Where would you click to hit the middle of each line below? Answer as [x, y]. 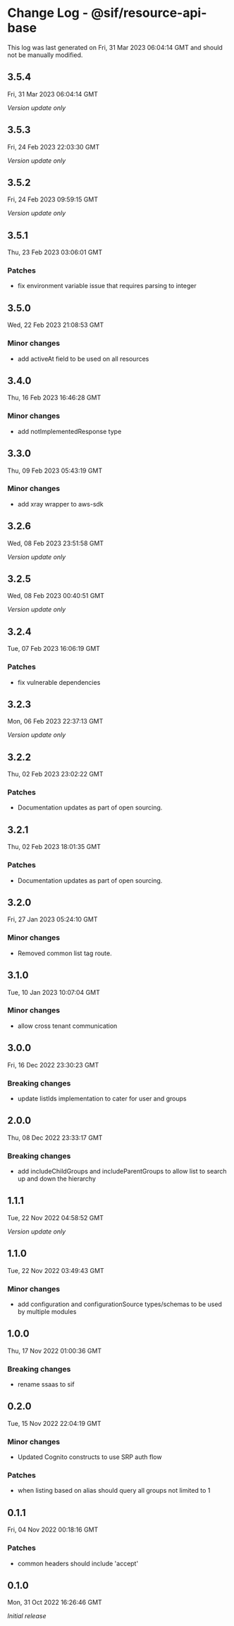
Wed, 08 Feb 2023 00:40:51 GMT [56, 596]
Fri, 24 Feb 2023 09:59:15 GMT [53, 199]
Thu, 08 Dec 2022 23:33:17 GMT [55, 1137]
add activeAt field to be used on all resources [83, 359]
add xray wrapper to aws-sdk [60, 504]
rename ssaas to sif [46, 1384]
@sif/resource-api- [149, 13]
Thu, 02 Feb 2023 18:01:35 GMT [54, 847]
